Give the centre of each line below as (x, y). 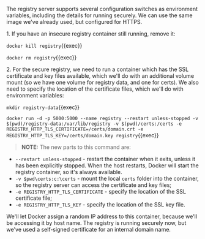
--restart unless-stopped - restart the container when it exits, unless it (105, 159)
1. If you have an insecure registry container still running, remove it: (91, 34)
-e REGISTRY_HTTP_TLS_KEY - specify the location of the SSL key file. (100, 204)
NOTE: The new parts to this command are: (76, 147)
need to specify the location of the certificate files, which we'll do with (95, 89)
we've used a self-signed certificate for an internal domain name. (89, 230)
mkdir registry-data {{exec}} (43, 107)
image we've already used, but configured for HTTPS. (74, 22)
